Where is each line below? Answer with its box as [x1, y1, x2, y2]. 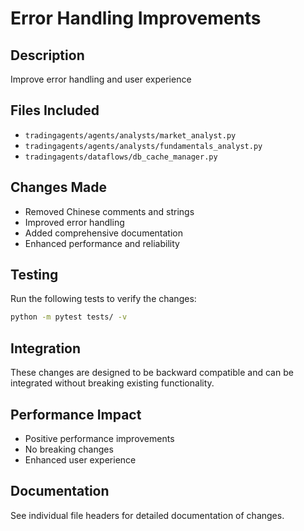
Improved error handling [24, 216, 125, 228]
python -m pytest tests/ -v [10, 312, 128, 322]
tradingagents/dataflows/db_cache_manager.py [24, 152, 218, 162]
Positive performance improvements [24, 432, 175, 444]
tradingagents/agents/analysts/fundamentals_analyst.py [24, 141, 263, 151]
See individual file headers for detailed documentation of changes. [10, 509, 285, 521]
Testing [10, 267, 59, 284]
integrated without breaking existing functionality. [10, 377, 215, 389]
